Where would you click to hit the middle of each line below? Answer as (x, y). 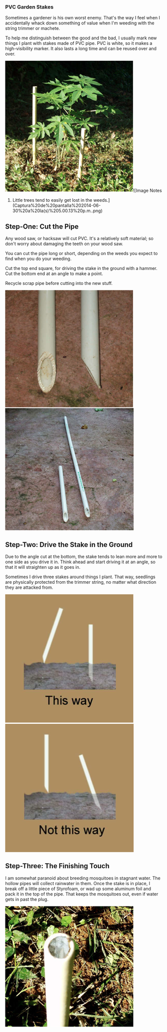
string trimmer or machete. (33, 28)
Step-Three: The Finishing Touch (57, 866)
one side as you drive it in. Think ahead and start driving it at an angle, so (80, 562)
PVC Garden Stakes (29, 7)
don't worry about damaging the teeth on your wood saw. (64, 244)
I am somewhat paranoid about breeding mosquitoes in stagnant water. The (83, 878)
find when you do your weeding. (38, 259)
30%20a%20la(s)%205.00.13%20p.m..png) (58, 211)
